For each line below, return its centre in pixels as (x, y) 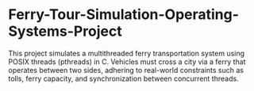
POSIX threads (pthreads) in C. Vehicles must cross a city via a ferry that (127, 62)
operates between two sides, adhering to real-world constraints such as (126, 70)
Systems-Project (65, 31)
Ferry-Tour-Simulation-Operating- (124, 15)
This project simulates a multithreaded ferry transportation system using (126, 53)
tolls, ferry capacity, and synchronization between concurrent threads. (124, 78)
